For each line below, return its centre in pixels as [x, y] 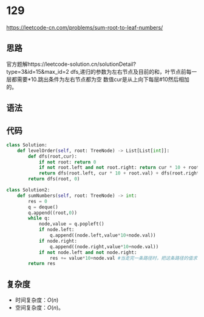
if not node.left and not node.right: [88, 252]
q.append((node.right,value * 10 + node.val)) [104, 247]
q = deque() [43, 207]
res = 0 [38, 201]
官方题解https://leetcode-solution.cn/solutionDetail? [71, 64]
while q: [39, 218]
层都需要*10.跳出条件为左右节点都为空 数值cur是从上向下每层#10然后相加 [98, 79]
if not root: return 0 [67, 162]
